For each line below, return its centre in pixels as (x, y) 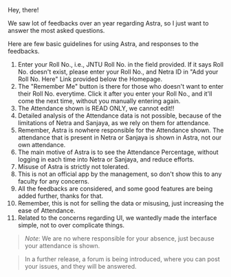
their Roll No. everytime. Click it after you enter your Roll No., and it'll (115, 93)
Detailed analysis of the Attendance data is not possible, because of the (120, 115)
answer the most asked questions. (56, 31)
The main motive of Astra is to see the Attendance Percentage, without (118, 152)
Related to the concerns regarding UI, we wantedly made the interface (117, 218)
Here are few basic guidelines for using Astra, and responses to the (103, 44)
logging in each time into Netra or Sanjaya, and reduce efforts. (106, 159)
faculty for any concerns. (54, 181)
